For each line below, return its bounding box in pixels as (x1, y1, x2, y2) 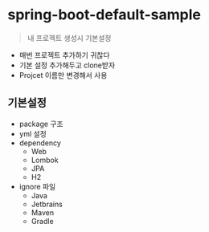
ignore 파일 (18, 181, 56, 191)
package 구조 (18, 119, 64, 128)
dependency (18, 138, 62, 148)
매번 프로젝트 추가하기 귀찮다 (18, 50, 110, 59)
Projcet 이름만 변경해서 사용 (18, 70, 108, 79)
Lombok (31, 155, 59, 165)
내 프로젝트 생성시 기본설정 (27, 33, 112, 43)
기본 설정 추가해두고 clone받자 (18, 60, 116, 70)
